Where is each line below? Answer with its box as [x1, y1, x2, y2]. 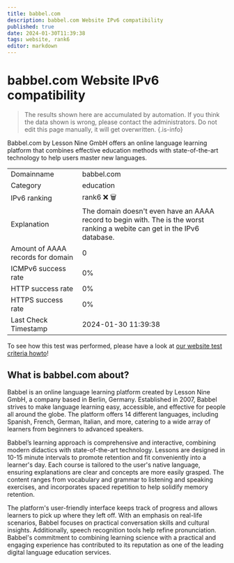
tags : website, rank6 [7, 36, 70, 43]
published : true [7, 23, 54, 30]
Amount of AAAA [10, 243, 67, 253]
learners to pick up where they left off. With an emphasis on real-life [7, 511, 203, 519]
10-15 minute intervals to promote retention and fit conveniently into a [7, 453, 207, 461]
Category [10, 180, 42, 190]
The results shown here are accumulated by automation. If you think [24, 110, 220, 118]
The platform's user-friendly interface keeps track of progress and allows [7, 503, 218, 512]
